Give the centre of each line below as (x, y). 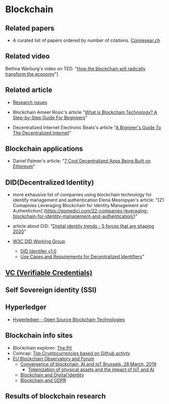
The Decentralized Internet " (42, 133)
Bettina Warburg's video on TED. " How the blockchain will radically (76, 68)
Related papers (30, 28)
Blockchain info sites (39, 336)
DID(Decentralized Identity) (50, 182)
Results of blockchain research (55, 396)
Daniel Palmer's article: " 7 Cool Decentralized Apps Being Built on (82, 161)
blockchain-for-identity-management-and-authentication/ (73, 216)
